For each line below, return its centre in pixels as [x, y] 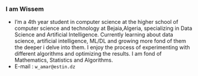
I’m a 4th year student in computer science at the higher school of [96, 22]
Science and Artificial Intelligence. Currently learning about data [94, 35]
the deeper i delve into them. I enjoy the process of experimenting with [102, 47]
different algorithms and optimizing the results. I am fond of [88, 54]
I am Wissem [25, 9]
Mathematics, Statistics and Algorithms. [63, 60]
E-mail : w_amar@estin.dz [45, 66]
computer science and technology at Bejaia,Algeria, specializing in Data [103, 28]
